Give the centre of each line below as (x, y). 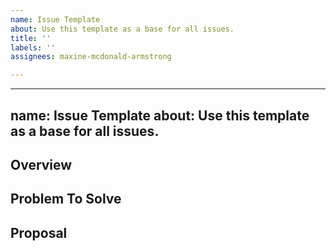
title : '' (31, 38)
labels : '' (33, 47)
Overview (41, 164)
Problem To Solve (66, 199)
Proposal (39, 232)
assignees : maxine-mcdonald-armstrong (91, 57)
